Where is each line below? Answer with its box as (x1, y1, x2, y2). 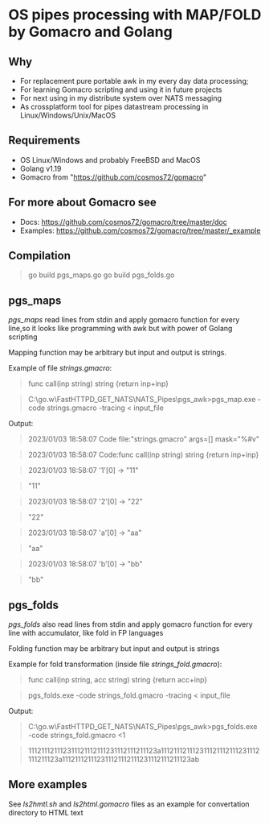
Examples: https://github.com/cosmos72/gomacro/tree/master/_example (19, 226, 261, 235)
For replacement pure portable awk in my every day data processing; (19, 77, 249, 85)
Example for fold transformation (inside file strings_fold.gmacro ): (8, 659, 222, 670)
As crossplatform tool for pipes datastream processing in (19, 102, 209, 111)
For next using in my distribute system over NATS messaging (19, 93, 222, 102)
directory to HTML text (8, 807, 84, 817)
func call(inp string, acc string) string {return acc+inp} (27, 675, 208, 685)
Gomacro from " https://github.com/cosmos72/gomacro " (19, 172, 207, 182)
